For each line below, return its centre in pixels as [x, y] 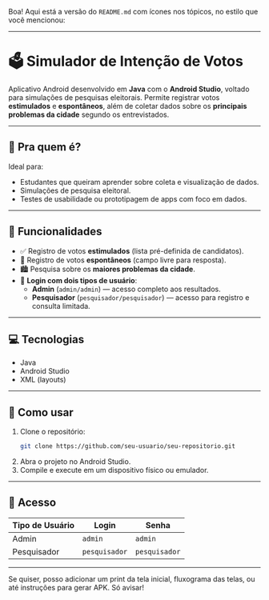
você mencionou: [37, 20]
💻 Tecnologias [46, 339]
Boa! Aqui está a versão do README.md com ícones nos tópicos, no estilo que [133, 12]
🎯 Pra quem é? [45, 147]
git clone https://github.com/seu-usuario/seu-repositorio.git [128, 446]
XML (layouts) [43, 380]
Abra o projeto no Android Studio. [75, 462]
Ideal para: [26, 166]
